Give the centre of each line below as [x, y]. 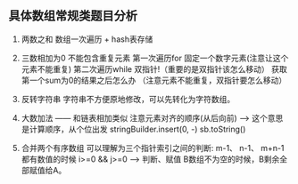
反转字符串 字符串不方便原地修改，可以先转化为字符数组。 [128, 99]
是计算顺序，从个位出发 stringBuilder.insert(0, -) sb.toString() [133, 129]
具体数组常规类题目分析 [73, 16]
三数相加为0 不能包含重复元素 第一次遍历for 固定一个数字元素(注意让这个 [155, 58]
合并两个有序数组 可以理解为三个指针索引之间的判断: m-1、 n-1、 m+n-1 [153, 148]
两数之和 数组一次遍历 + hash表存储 [87, 39]
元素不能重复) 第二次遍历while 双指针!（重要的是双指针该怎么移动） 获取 [154, 68]
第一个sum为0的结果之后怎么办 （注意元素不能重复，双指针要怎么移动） [154, 80]
